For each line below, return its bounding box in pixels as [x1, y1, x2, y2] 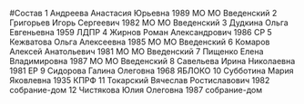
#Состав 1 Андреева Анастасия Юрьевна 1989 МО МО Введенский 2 [9, 8, 278, 18]
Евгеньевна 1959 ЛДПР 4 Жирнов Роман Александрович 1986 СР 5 [9, 27, 273, 37]
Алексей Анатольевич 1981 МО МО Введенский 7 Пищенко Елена [9, 46, 264, 57]
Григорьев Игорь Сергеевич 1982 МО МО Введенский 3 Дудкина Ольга [9, 17, 289, 28]
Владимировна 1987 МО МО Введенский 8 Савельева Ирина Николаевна [9, 56, 296, 66]
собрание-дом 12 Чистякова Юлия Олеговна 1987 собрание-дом [9, 85, 263, 95]
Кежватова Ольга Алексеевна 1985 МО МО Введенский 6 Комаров [9, 36, 270, 47]
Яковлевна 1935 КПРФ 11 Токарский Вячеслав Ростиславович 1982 [9, 75, 270, 85]
